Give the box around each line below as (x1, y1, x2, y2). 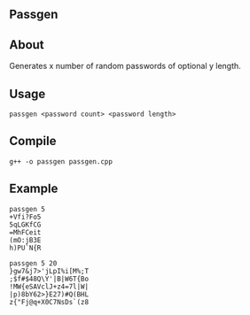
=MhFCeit (9, 227, 42, 237)
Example (9, 181, 59, 196)
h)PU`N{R (9, 243, 42, 252)
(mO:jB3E (9, 235, 42, 244)
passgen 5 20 (9, 258, 58, 268)
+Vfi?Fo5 (9, 212, 42, 221)
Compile (9, 134, 57, 149)
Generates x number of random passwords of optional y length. (9, 61, 241, 72)
